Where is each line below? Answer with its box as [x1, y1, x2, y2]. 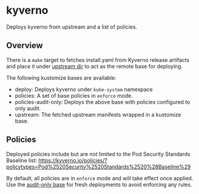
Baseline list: [6, 157, 38, 164]
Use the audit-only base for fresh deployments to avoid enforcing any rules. [6, 181, 192, 188]
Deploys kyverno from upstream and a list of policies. [6, 23, 138, 30]
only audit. [14, 105, 41, 112]
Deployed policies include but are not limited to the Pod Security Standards [6, 150, 191, 158]
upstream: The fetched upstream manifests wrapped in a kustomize [14, 111, 182, 118]
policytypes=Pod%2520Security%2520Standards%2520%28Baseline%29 [6, 163, 191, 170]
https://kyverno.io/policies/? [38, 157, 108, 164]
